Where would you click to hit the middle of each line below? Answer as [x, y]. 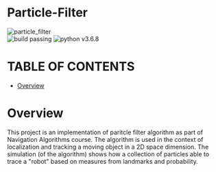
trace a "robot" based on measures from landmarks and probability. [103, 161]
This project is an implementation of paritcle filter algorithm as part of [105, 132]
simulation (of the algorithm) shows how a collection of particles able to [108, 154]
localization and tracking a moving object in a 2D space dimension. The [108, 147]
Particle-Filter [47, 13]
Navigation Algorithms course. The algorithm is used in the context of [105, 139]
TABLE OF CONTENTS [71, 67]
